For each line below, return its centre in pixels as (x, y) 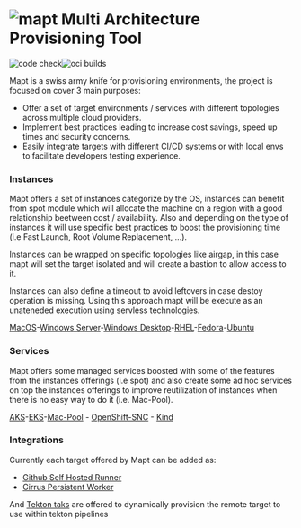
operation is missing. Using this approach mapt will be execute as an (136, 301)
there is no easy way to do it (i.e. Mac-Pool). (91, 399)
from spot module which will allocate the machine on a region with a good (146, 208)
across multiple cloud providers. (82, 117)
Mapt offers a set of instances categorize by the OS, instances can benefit (147, 199)
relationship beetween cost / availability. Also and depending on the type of (149, 218)
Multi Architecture (131, 19)
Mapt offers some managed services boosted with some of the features (142, 370)
